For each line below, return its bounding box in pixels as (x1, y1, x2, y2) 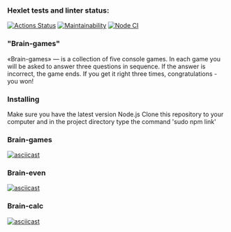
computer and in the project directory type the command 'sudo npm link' (7, 117, 216, 125)
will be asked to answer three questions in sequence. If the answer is (7, 62, 206, 70)
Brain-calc (7, 201, 44, 211)
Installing (7, 94, 40, 104)
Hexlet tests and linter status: (7, 6, 110, 15)
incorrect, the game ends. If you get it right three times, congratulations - (7, 69, 218, 78)
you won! (7, 77, 34, 85)
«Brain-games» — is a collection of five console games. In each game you (7, 54, 221, 63)
